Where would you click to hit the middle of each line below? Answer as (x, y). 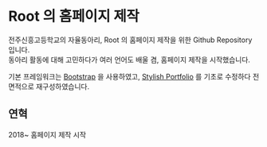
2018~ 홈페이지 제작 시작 (47, 134)
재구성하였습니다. (63, 86)
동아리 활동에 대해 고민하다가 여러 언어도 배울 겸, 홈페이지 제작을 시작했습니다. (130, 60)
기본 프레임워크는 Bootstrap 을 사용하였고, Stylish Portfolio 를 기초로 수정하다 (130, 76)
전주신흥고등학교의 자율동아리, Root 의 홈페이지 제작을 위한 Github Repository (130, 40)
